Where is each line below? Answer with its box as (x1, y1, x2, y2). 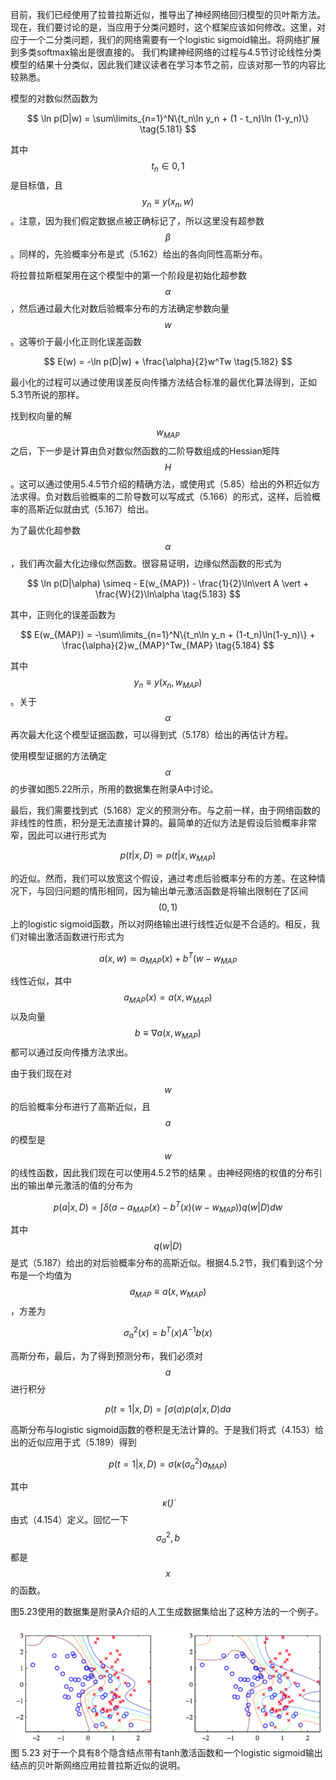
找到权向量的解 (10, 409, 72, 422)
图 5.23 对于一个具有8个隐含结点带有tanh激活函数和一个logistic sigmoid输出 (10, 1746, 323, 1758)
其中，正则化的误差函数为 (10, 609, 116, 621)
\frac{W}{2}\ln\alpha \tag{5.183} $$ (95, 588, 241, 600)
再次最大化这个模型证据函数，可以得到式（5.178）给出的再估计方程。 (10, 729, 294, 741)
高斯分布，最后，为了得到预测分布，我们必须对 (10, 1349, 203, 1362)
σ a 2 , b (156, 1530, 180, 1546)
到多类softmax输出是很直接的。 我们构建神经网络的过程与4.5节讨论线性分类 (10, 46, 322, 58)
